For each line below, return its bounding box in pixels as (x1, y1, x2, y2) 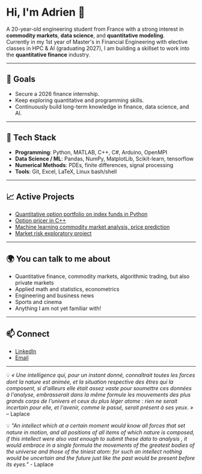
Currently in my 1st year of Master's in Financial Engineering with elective (6, 38, 188, 45)
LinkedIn (14, 348, 37, 355)
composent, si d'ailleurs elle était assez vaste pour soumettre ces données (6, 385, 192, 391)
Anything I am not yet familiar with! (14, 305, 101, 312)
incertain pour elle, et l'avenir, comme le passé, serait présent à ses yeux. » (6, 404, 194, 411)
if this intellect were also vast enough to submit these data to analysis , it (6, 435, 188, 442)
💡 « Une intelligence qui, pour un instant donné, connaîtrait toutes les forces (6, 371, 195, 379)
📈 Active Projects (6, 191, 75, 201)
